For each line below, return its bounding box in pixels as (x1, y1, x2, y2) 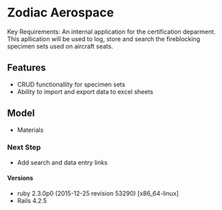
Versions (7, 174, 34, 183)
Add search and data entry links (16, 158, 108, 166)
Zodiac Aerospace (7, 5, 115, 21)
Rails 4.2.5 (16, 197, 47, 205)
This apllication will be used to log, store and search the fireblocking (7, 34, 201, 43)
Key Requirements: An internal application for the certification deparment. (7, 27, 217, 36)
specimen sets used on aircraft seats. (7, 42, 113, 50)
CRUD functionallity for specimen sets (16, 80, 126, 89)
